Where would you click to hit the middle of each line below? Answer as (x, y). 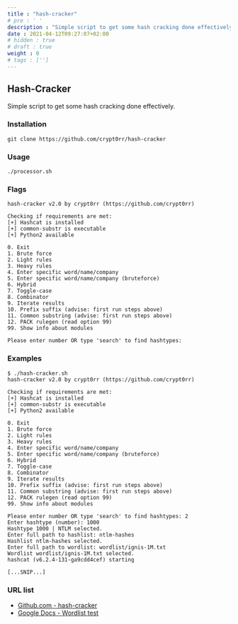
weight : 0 (23, 54)
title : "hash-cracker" (42, 14)
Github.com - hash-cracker (57, 606)
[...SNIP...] (27, 572)
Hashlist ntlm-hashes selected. (55, 541)
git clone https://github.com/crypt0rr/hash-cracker (87, 139)
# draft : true (30, 47)
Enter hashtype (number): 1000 (53, 522)
